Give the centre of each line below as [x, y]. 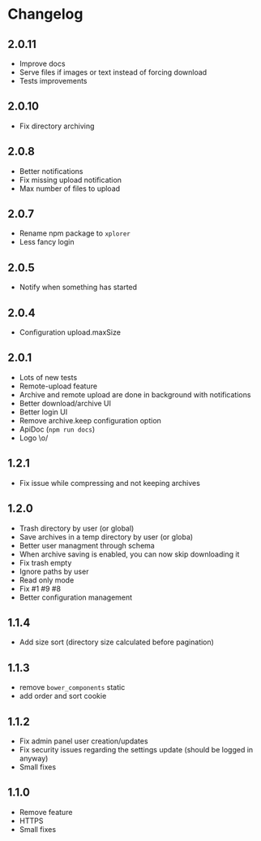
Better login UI [43, 412]
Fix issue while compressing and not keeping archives [109, 483]
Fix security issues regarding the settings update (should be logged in [136, 749]
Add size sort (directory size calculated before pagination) [116, 642]
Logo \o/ [34, 438]
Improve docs [42, 63]
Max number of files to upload [70, 189]
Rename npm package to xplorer [75, 233]
